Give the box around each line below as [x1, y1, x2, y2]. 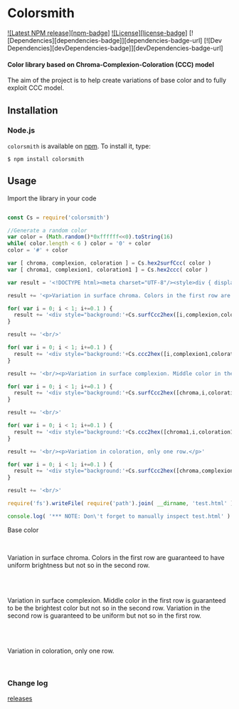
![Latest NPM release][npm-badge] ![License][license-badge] [7, 29, 188, 37]
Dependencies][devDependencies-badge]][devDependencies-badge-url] [7, 44, 223, 52]
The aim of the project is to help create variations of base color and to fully [7, 76, 226, 85]
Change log [7, 678, 48, 688]
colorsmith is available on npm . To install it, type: [7, 141, 151, 151]
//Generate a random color [7, 227, 87, 234]
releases [7, 694, 33, 703]
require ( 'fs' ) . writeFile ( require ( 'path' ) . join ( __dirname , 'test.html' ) [7, 500, 234, 507]
